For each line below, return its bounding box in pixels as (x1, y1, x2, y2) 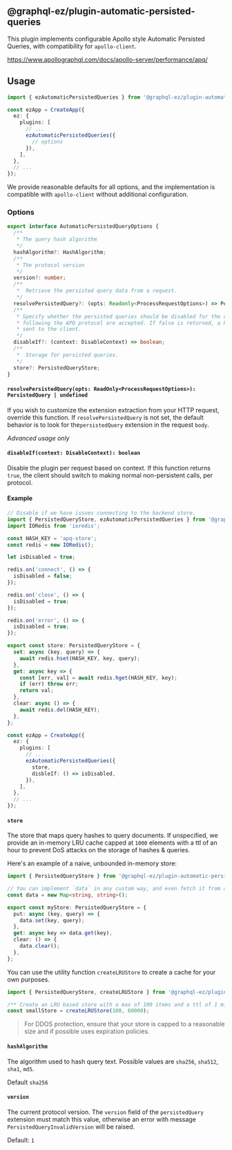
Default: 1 (7, 1135, 35, 1144)
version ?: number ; (13, 274, 67, 282)
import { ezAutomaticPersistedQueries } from (7, 93, 140, 101)
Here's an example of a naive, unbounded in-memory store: (7, 859, 177, 868)
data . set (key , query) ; (19, 917, 85, 924)
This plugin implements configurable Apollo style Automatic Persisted (7, 35, 205, 43)
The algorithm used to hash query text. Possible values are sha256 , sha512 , (7, 1057, 219, 1066)
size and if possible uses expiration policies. (23, 1027, 150, 1035)
